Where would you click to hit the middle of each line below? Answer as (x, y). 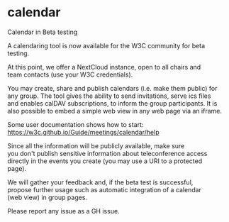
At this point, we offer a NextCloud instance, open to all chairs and (104, 67)
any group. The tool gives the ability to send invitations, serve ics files (109, 96)
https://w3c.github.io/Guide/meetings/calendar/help (83, 132)
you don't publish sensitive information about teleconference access (107, 153)
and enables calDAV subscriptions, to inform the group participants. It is (112, 103)
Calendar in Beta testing (43, 32)
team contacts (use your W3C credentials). (70, 74)
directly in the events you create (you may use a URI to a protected (105, 161)
